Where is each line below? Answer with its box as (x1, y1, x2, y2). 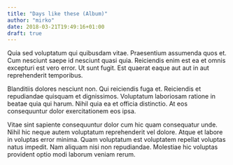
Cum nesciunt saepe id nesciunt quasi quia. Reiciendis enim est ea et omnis (7, 57, 226, 65)
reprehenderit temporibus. (7, 71, 83, 80)
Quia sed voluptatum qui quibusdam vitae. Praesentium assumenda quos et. (7, 49, 227, 57)
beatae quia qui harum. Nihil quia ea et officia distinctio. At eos (7, 99, 188, 108)
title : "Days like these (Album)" (7, 10, 108, 17)
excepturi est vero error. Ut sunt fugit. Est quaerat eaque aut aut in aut (7, 64, 210, 72)
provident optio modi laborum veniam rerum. (7, 150, 136, 159)
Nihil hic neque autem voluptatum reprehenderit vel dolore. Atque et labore (7, 128, 223, 136)
